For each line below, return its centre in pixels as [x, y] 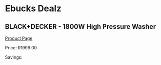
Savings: [14, 57]
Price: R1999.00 [21, 48]
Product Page [19, 38]
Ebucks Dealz [33, 9]
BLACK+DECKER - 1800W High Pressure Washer [80, 27]
